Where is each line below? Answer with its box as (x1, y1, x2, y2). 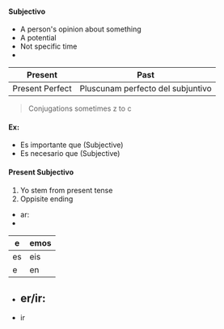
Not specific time (19, 41, 78, 52)
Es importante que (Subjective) (19, 140, 124, 150)
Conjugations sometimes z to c (27, 103, 132, 113)
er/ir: (19, 292, 46, 305)
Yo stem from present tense (19, 185, 113, 195)
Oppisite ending (19, 194, 74, 204)
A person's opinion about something (19, 24, 142, 34)
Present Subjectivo (8, 167, 74, 177)
